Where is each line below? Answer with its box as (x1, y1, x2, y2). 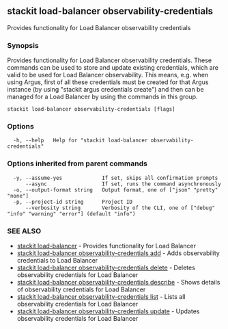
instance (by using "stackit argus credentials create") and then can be (7, 85, 204, 94)
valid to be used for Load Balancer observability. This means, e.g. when (7, 71, 209, 79)
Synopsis (7, 40, 39, 50)
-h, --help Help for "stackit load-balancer (13, 137, 148, 144)
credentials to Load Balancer (16, 256, 98, 264)
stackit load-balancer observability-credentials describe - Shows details (16, 278, 220, 286)
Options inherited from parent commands (7, 159, 148, 168)
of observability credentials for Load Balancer (16, 285, 146, 293)
